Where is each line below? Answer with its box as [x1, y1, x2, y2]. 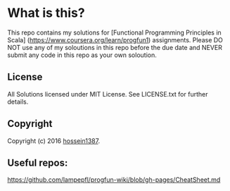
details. [7, 97, 29, 106]
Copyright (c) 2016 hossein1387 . [7, 136, 101, 145]
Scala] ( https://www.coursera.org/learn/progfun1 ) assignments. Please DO [7, 35, 224, 44]
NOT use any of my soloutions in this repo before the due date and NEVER [7, 43, 223, 51]
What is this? [7, 5, 86, 21]
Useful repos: [7, 156, 68, 168]
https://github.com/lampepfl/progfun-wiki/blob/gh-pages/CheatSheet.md [7, 175, 221, 184]
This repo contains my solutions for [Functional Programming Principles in [7, 28, 222, 37]
